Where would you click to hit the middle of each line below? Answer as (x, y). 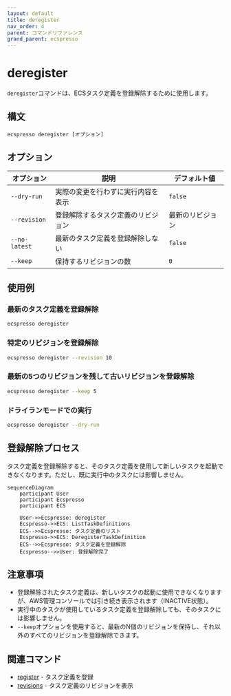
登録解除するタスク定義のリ (100, 215)
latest (21, 246)
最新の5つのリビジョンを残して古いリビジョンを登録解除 (101, 377)
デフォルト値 (195, 178)
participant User (44, 494)
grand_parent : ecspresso (43, 39)
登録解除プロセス (43, 448)
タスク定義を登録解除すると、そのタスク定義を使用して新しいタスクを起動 (112, 466)
